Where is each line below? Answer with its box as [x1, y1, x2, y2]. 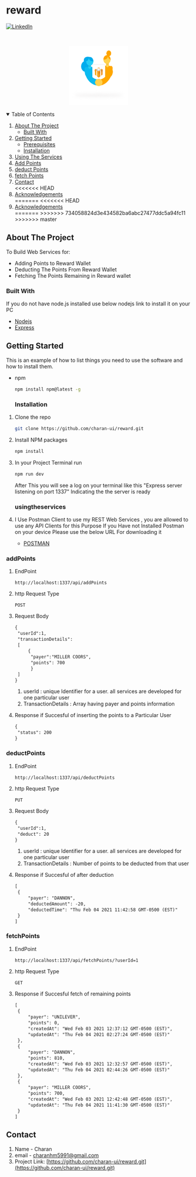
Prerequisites [23, 140, 56, 147]
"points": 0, [28, 1020, 60, 1025]
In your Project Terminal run [14, 459, 82, 466]
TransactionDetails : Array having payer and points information [23, 700, 175, 708]
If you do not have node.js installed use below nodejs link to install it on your [6, 300, 191, 307]
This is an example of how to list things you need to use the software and [6, 357, 183, 364]
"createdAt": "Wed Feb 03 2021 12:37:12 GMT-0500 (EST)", [28, 1025, 173, 1031]
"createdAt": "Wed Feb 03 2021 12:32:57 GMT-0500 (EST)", [28, 1061, 173, 1067]
